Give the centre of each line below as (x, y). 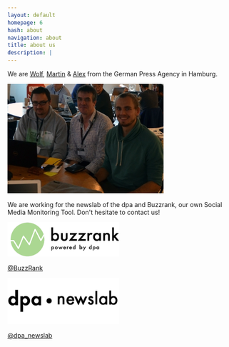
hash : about (25, 30)
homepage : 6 (25, 22)
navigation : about (35, 38)
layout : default (31, 15)
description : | (30, 53)
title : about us (31, 45)
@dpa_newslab (30, 336)
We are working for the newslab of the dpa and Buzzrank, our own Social (115, 204)
